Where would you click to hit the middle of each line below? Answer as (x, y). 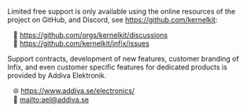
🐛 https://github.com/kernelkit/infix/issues (81, 43)
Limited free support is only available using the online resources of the (122, 11)
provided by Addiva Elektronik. (57, 75)
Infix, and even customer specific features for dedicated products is (117, 67)
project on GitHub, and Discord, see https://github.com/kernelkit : (112, 20)
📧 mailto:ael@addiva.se (51, 99)
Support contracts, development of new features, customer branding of (123, 59)
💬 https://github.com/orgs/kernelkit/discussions (90, 35)
